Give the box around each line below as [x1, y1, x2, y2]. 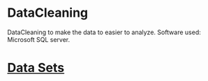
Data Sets [7, 60, 65, 76]
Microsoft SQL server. [7, 35, 70, 43]
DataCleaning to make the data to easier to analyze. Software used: [7, 28, 201, 36]
